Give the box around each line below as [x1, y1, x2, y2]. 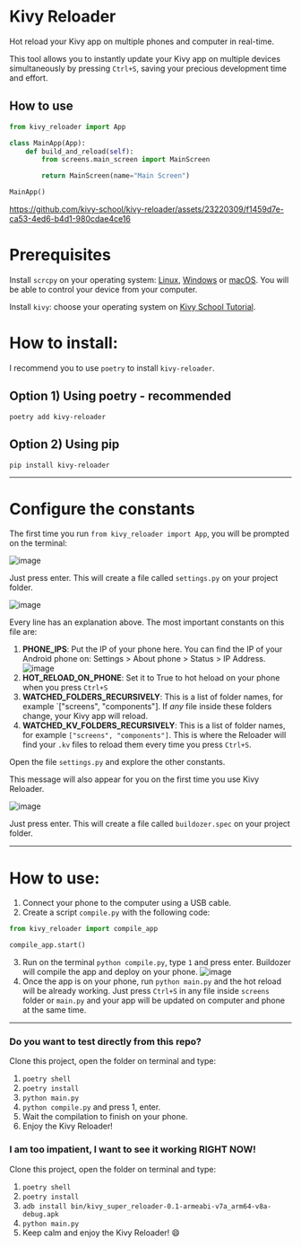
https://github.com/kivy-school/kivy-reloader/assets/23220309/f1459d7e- [9, 204, 285, 215]
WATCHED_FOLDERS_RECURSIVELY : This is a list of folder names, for [21, 691, 284, 702]
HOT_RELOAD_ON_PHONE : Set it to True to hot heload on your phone [21, 672, 280, 683]
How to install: [9, 333, 118, 354]
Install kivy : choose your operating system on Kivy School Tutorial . [9, 301, 256, 312]
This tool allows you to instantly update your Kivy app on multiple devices [9, 53, 280, 64]
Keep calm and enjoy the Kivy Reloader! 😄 [21, 1227, 181, 1238]
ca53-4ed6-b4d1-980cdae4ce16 [9, 214, 132, 224]
